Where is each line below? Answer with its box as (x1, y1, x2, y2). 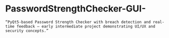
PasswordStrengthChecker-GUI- (5, 3, 146, 14)
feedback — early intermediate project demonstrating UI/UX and (16, 23, 156, 29)
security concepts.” (5, 28, 49, 33)
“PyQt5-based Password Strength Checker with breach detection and (5, 19, 151, 24)
